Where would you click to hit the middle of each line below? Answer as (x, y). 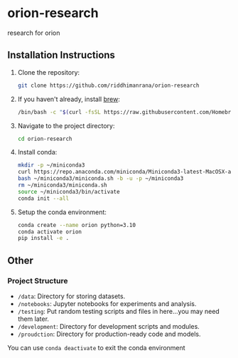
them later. (33, 319)
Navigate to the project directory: (66, 125)
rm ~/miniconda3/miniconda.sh (63, 185)
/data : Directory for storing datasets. (71, 296)
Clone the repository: (49, 72)
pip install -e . (43, 238)
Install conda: (37, 152)
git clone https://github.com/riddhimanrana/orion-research (108, 85)
